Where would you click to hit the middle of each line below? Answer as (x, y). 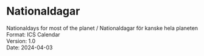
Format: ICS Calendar (33, 34)
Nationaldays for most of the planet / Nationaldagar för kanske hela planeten (102, 28)
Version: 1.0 (21, 41)
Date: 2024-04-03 (30, 47)
